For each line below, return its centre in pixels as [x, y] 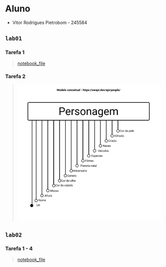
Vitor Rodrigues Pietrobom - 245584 [50, 22]
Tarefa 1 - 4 [19, 249]
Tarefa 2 [15, 76]
